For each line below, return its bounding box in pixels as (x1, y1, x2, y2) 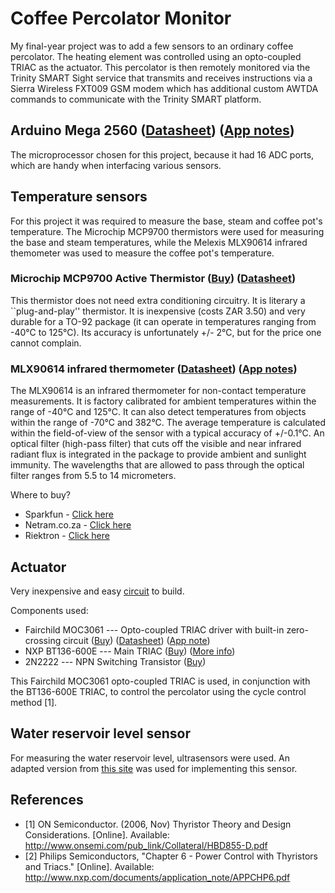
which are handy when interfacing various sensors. (10, 159, 222, 171)
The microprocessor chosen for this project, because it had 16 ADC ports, (10, 148, 315, 161)
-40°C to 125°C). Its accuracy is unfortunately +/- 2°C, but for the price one (10, 326, 322, 338)
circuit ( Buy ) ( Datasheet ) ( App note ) (63, 634, 211, 646)
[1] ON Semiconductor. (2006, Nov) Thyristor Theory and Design (24, 818, 292, 830)
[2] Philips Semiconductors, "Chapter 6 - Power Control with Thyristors (24, 850, 318, 862)
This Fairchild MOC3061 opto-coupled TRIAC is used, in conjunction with (10, 675, 311, 687)
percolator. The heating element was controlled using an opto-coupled (10, 50, 302, 62)
